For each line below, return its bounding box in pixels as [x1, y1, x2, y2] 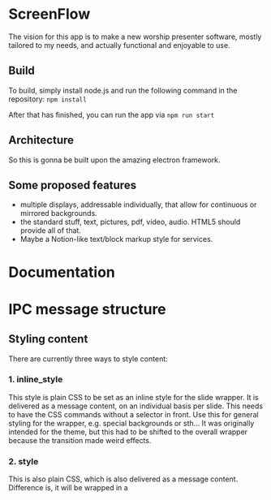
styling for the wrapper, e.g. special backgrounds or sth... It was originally [8, 418, 255, 428]
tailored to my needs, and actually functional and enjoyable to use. [8, 40, 230, 50]
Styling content [8, 332, 88, 346]
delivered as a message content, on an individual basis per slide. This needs [8, 401, 264, 411]
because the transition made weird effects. [8, 435, 152, 445]
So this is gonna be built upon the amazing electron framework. [8, 155, 221, 165]
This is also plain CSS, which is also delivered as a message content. [8, 474, 239, 484]
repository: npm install [8, 94, 87, 104]
